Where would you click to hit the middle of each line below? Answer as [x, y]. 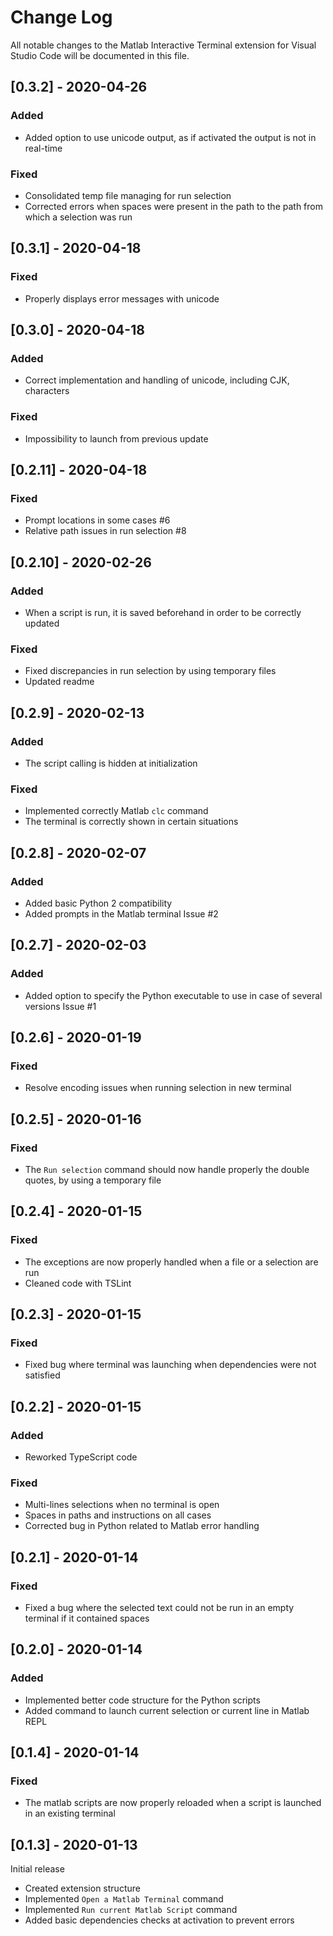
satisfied [42, 1375]
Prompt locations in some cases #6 [97, 520]
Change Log [61, 17]
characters [47, 391]
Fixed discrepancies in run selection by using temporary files [150, 671]
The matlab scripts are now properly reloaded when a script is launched [173, 1803]
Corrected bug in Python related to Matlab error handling [142, 1526]
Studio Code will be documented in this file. [100, 55]
